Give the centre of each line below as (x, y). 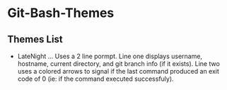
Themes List (35, 39)
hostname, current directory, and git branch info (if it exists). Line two (119, 64)
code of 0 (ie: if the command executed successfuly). (96, 79)
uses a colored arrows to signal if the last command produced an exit (118, 71)
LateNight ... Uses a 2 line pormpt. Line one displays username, (110, 56)
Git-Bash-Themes (61, 13)
